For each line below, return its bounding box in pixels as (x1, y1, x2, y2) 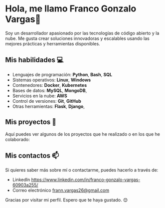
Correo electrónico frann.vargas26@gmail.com (12, 188, 110, 194)
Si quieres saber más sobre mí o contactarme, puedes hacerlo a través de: (5, 167, 159, 173)
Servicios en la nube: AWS (12, 93, 67, 99)
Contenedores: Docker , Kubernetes (12, 82, 87, 88)
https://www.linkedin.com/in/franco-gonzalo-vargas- (31, 177, 141, 183)
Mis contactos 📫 (5, 151, 59, 160)
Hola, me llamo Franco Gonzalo (5, 3, 137, 14)
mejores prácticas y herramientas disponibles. (5, 40, 101, 46)
